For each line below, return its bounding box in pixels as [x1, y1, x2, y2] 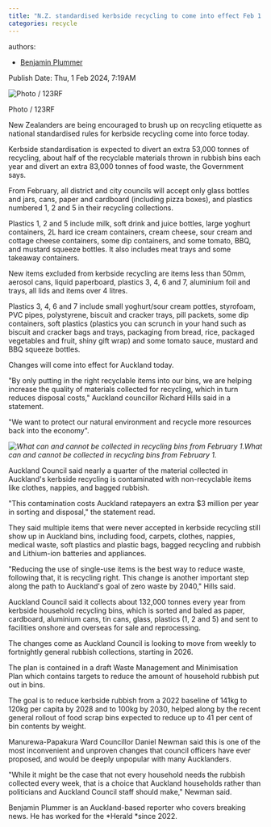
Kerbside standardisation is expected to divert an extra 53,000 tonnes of [8, 144, 250, 154]
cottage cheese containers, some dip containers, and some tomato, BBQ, [8, 235, 252, 245]
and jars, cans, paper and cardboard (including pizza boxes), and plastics [8, 194, 252, 204]
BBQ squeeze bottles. [8, 344, 81, 354]
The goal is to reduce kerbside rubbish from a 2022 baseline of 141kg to [8, 695, 248, 705]
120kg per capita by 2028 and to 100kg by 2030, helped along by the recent [8, 704, 261, 714]
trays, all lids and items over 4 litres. [8, 285, 128, 295]
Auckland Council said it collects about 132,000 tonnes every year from [8, 597, 246, 606]
